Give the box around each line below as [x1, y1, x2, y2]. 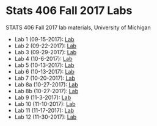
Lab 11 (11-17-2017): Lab [14, 107, 75, 114]
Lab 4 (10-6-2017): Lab [14, 55, 73, 62]
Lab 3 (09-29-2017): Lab [14, 48, 77, 55]
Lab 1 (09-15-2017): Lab [14, 35, 75, 43]
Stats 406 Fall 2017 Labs [5, 4, 133, 18]
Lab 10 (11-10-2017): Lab [14, 100, 76, 107]
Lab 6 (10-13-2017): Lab [14, 68, 75, 75]
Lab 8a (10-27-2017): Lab [14, 80, 78, 88]
